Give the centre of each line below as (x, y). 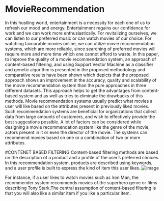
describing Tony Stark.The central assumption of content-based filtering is (81, 188)
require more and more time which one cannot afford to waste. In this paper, (82, 54)
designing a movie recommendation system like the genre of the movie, (77, 127)
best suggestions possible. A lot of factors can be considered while (73, 122)
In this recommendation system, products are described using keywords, (79, 163)
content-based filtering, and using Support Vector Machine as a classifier (79, 64)
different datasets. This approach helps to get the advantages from (73, 90)
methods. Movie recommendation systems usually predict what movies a (79, 101)
